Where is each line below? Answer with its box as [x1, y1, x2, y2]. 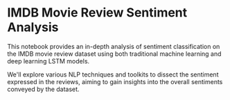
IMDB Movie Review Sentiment [7, 5, 188, 21]
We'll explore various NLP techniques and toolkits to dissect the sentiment [7, 70, 219, 79]
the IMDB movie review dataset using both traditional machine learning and [7, 50, 222, 58]
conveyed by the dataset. [7, 85, 80, 93]
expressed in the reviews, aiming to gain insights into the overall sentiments [7, 77, 223, 86]
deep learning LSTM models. [7, 57, 90, 65]
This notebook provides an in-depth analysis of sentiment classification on [7, 42, 220, 50]
